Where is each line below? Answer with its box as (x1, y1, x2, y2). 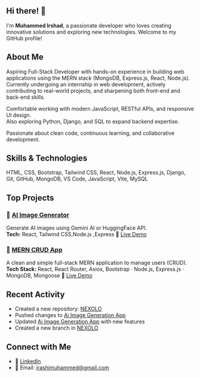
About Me (6, 52, 44, 62)
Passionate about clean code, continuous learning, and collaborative (6, 129, 175, 137)
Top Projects (6, 192, 54, 203)
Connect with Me (6, 342, 72, 352)
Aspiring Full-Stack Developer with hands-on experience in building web (6, 68, 185, 75)
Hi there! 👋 (6, 6, 47, 16)
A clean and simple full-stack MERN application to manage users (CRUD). (6, 259, 187, 267)
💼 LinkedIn (14, 358, 41, 365)
